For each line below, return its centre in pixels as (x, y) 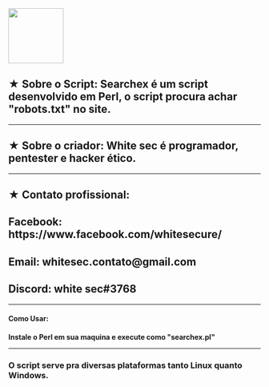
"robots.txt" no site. (60, 109)
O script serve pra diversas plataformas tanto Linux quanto (125, 365)
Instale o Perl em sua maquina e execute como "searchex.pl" (112, 337)
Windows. (29, 375)
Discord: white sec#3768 (72, 289)
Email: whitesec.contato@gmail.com (102, 262)
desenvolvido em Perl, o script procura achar (123, 97)
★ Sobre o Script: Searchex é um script (108, 85)
